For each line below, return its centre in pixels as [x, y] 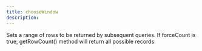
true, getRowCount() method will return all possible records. [81, 41]
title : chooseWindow [32, 12]
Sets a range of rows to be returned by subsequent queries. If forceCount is [101, 35]
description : [23, 18]
